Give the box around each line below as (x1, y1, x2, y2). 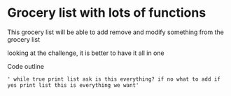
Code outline (7, 62, 44, 70)
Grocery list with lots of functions (7, 5, 206, 21)
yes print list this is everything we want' (7, 81, 139, 88)
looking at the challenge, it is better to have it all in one (7, 49, 164, 57)
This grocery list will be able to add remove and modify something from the (7, 28, 224, 36)
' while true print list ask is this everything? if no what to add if (7, 75, 220, 83)
